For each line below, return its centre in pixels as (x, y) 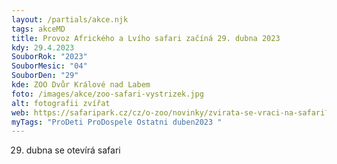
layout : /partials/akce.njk (70, 19)
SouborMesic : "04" (49, 66)
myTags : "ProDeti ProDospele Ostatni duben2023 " (117, 122)
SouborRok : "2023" (49, 57)
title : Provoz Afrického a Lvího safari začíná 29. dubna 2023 (146, 38)
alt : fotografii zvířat (61, 103)
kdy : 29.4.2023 (43, 47)
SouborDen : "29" (45, 76)
